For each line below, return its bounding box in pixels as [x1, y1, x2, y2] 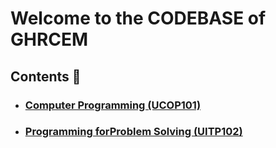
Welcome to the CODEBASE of [10, 7, 267, 30]
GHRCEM [10, 28, 89, 51]
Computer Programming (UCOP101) [24, 98, 202, 112]
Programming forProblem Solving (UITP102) [24, 125, 243, 139]
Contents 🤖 [10, 68, 82, 85]
